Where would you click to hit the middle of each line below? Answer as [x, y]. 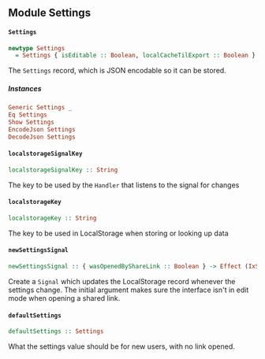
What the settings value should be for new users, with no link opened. [121, 346]
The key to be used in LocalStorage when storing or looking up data [118, 233]
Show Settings [32, 122]
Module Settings [50, 13]
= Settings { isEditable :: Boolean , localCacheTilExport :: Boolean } [136, 56]
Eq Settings [28, 115]
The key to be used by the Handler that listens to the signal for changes [124, 185]
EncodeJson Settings [42, 129]
